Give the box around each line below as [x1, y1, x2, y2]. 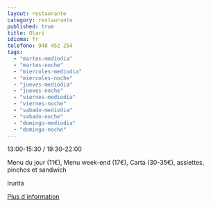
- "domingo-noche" [13, 126, 67, 133]
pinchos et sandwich [7, 165, 67, 174]
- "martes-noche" [13, 62, 64, 69]
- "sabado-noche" [13, 113, 64, 120]
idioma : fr [7, 36, 39, 43]
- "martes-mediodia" [13, 55, 73, 62]
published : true [7, 23, 54, 30]
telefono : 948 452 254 [7, 42, 73, 49]
